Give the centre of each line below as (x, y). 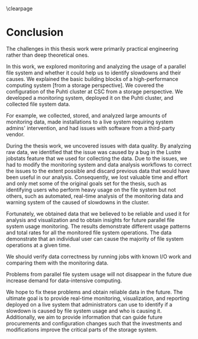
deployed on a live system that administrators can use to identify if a (89, 304)
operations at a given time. (38, 245)
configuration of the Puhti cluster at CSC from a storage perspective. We (95, 92)
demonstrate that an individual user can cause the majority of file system (95, 239)
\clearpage (20, 9)
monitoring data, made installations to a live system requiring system (90, 122)
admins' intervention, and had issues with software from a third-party (91, 128)
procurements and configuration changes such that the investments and (94, 323)
